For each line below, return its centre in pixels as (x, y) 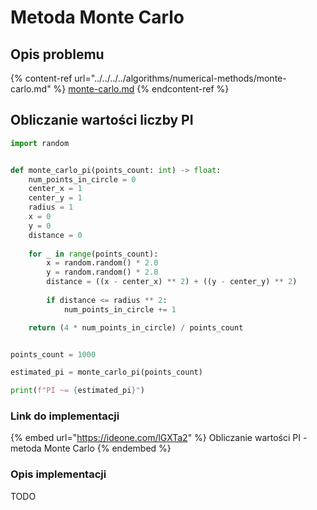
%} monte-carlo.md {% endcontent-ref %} (141, 89)
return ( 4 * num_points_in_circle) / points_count (136, 327)
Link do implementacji (65, 416)
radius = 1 (51, 207)
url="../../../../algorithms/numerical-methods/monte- (180, 78)
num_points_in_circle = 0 (82, 179)
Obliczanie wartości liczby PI (102, 120)
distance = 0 (55, 235)
